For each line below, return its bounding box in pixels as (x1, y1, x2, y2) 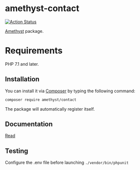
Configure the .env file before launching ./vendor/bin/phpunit (5, 160, 129, 166)
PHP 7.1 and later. (5, 61, 39, 67)
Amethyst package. (5, 28, 44, 34)
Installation (5, 75, 40, 84)
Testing (5, 147, 28, 155)
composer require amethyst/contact (5, 97, 77, 102)
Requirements (5, 45, 63, 56)
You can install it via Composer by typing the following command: (5, 88, 136, 94)
